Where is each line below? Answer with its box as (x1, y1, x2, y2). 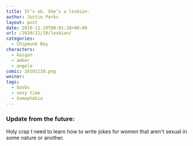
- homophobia (11, 95, 43, 101)
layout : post (6, 19, 38, 25)
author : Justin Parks (6, 14, 59, 20)
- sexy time (11, 90, 41, 96)
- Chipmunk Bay (11, 41, 49, 47)
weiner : (6, 74, 25, 79)
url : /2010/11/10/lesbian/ (6, 30, 72, 36)
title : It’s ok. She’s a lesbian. (6, 8, 91, 15)
